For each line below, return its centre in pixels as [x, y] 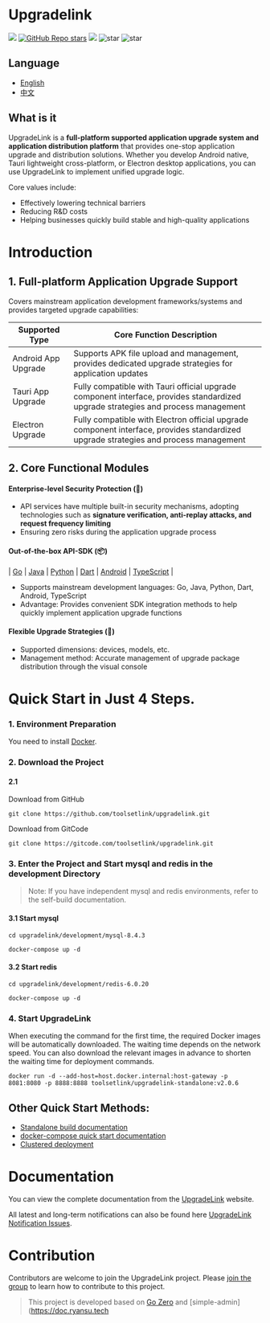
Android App [36, 358]
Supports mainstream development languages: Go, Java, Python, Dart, [137, 588]
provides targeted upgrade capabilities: [74, 309]
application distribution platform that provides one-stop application [122, 145]
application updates [111, 373]
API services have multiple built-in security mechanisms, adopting [129, 506]
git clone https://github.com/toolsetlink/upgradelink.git [109, 814]
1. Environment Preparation [62, 723]
